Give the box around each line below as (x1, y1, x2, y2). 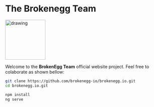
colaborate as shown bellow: (5, 69, 65, 75)
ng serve (5, 97, 24, 102)
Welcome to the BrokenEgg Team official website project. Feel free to (5, 63, 149, 70)
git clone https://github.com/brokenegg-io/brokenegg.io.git (5, 78, 136, 84)
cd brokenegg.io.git (5, 83, 49, 88)
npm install (5, 92, 30, 97)
